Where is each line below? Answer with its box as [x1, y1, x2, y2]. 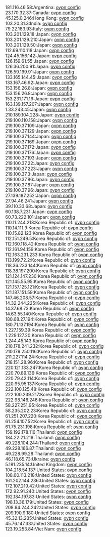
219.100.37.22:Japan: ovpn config [5, 160, 75, 166]
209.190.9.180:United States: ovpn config [5, 510, 90, 516]
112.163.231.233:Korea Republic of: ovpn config [5, 252, 103, 258]
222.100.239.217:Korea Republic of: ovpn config [5, 392, 105, 397]
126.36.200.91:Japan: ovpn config [5, 63, 76, 69]
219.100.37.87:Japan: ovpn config [5, 182, 74, 188]
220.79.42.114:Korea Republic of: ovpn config [5, 376, 100, 381]
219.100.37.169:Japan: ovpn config [5, 139, 77, 145]
